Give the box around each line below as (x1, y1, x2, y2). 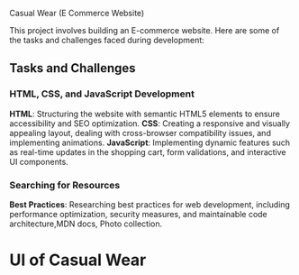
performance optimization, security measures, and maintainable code (9, 208, 267, 219)
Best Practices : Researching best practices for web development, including (9, 198, 291, 210)
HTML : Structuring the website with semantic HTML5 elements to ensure (9, 108, 281, 119)
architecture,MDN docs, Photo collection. (9, 218, 163, 229)
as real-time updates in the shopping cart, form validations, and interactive (9, 146, 286, 157)
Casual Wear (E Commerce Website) (9, 8, 145, 18)
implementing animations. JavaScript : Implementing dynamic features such (9, 137, 291, 148)
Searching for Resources (9, 179, 121, 191)
